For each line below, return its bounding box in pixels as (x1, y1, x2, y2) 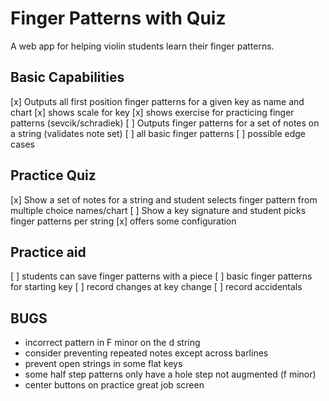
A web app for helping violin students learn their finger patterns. (10, 40, 275, 52)
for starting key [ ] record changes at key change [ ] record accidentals (10, 281, 303, 293)
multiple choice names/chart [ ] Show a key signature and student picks (10, 204, 307, 216)
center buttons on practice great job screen (24, 379, 205, 391)
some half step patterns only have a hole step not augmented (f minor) (24, 368, 317, 381)
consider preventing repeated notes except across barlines (24, 347, 269, 359)
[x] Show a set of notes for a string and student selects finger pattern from (10, 193, 318, 206)
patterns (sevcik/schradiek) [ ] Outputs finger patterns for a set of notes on (10, 117, 320, 129)
